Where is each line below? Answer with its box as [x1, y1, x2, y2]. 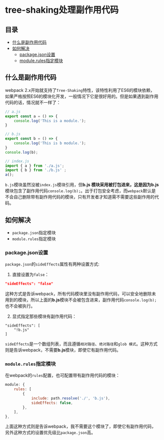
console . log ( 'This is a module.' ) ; [14, 118, 86, 123]
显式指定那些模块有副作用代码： [12, 313, 77, 319]
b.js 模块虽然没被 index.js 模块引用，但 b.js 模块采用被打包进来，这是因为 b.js [5, 182, 159, 188]
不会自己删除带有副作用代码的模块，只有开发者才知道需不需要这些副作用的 [5, 194, 155, 200]
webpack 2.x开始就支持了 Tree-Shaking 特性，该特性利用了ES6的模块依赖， [5, 87, 155, 93]
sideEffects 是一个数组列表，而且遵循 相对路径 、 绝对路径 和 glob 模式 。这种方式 [5, 341, 158, 347]
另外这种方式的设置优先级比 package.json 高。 [5, 430, 96, 436]
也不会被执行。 [5, 303, 35, 309]
